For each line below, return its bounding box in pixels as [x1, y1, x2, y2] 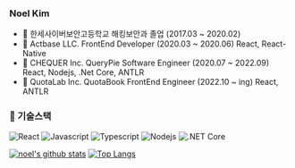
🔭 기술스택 [9, 110, 52, 122]
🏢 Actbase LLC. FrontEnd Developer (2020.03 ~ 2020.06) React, [21, 38, 260, 49]
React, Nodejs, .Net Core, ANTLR [21, 67, 145, 78]
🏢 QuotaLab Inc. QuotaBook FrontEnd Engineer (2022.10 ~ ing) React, [21, 77, 279, 88]
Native [21, 48, 46, 59]
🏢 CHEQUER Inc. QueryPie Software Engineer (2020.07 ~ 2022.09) [21, 57, 270, 69]
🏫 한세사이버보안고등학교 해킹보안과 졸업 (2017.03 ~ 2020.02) [21, 29, 241, 39]
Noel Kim [9, 7, 50, 20]
